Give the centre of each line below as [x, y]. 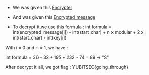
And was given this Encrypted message [54, 17]
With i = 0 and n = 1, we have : [37, 47]
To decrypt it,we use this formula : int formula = [62, 27]
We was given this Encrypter [42, 7]
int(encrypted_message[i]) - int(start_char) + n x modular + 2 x [78, 32]
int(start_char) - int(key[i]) [40, 38]
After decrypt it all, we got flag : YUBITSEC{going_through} [67, 67]
